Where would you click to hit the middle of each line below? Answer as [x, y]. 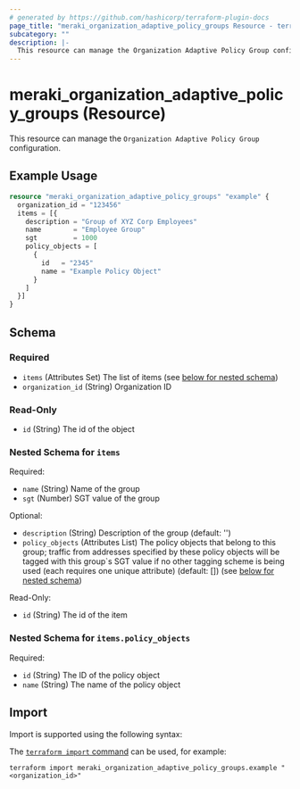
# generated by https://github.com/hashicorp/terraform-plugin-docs [139, 17]
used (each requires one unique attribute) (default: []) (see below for [148, 571]
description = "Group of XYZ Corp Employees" [112, 221]
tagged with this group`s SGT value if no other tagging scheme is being [153, 561]
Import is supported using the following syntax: [96, 734]
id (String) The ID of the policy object [91, 675]
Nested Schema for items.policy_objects [100, 638]
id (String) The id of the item [75, 615]
